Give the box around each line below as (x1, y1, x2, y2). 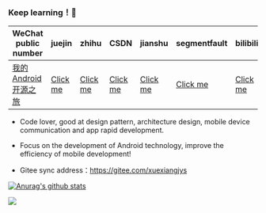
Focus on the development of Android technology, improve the (19, 141, 224, 150)
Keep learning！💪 (8, 6, 77, 17)
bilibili (234, 38, 259, 49)
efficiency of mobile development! (19, 149, 132, 159)
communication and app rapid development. (19, 125, 165, 135)
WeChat (12, 28, 44, 39)
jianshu (139, 38, 169, 49)
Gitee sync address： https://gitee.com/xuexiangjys (19, 165, 188, 175)
